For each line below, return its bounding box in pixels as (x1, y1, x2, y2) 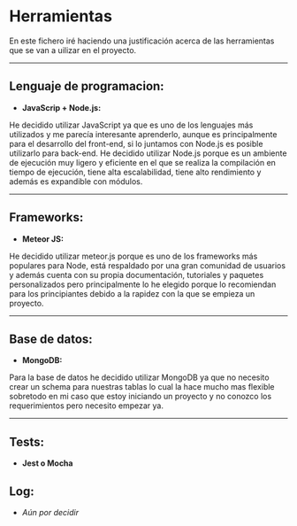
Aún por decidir (21, 507, 80, 517)
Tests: (9, 434, 44, 449)
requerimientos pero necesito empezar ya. (9, 400, 164, 411)
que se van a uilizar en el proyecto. (9, 44, 137, 55)
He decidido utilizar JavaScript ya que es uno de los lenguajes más (9, 120, 254, 130)
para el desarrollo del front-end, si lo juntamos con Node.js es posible (9, 138, 263, 149)
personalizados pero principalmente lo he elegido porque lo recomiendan (9, 279, 277, 290)
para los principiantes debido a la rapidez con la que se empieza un (9, 288, 255, 298)
